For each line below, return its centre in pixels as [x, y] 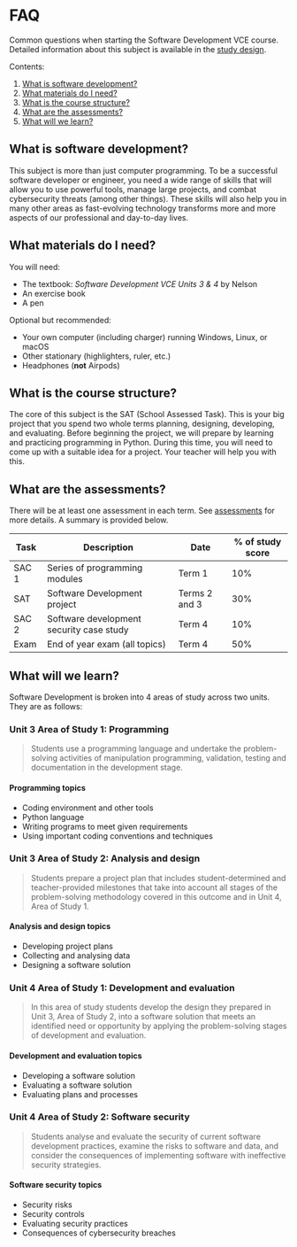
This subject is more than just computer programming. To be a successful [144, 170]
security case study [88, 630]
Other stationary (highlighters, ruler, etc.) [96, 356]
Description [109, 547]
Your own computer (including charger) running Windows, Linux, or [145, 337]
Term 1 [193, 574]
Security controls [53, 1214]
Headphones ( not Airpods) [71, 365]
